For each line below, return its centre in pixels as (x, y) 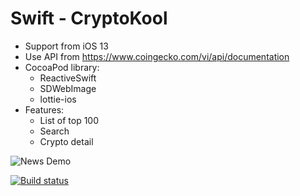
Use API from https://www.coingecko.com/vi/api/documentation (157, 56)
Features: (44, 109)
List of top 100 (69, 120)
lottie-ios (58, 99)
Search (54, 131)
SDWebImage (68, 88)
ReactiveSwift (68, 78)
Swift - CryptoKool (89, 18)
